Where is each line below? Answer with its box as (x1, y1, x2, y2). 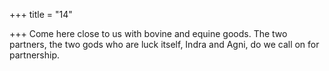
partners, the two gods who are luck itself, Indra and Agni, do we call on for (9, 39, 320, 50)
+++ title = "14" (9, 9, 73, 20)
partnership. (9, 49, 61, 61)
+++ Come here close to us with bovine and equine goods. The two (9, 28, 288, 39)
